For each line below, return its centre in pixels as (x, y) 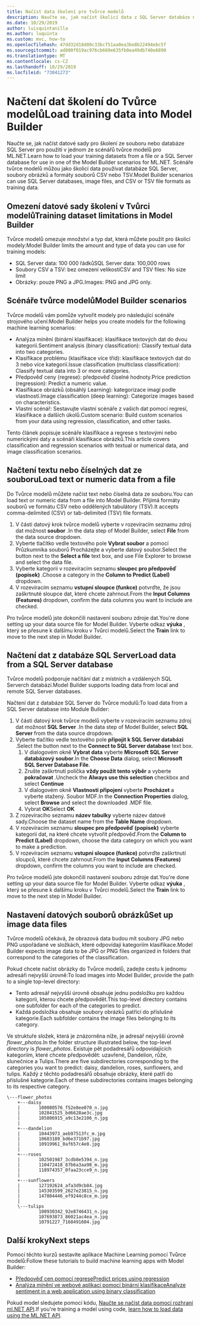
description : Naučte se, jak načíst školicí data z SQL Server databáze (99, 17)
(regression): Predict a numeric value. (61, 383)
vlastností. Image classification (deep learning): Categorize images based (104, 396)
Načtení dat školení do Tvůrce (82, 102)
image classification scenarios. (45, 451)
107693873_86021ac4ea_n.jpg (73, 1217)
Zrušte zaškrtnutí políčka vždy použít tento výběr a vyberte (98, 771)
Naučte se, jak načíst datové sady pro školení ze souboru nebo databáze (96, 144)
